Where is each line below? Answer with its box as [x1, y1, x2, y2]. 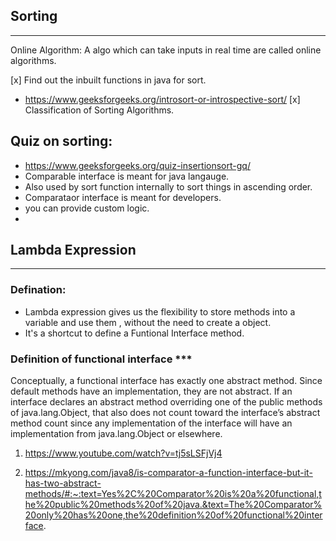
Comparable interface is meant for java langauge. [24, 170, 230, 182]
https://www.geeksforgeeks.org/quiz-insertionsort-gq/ [24, 159, 251, 171]
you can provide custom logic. [24, 202, 150, 214]
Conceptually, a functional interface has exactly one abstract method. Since [10, 375, 323, 387]
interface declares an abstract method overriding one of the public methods [10, 396, 323, 408]
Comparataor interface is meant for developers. [24, 191, 222, 203]
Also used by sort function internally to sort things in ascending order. [24, 180, 313, 193]
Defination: [10, 283, 67, 297]
